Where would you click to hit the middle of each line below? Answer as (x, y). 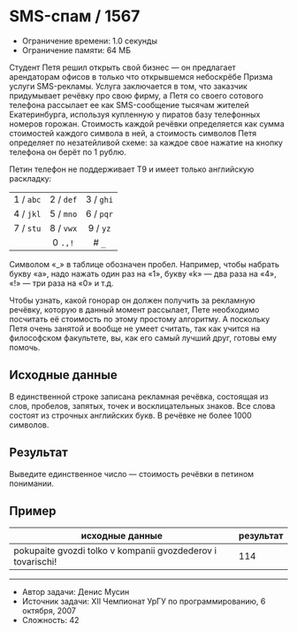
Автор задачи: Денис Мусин (76, 592)
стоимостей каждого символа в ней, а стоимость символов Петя (133, 133)
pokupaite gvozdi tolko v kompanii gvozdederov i (115, 551)
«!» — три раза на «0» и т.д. (61, 283)
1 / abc (27, 199)
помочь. (25, 347)
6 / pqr (99, 213)
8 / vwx (64, 227)
